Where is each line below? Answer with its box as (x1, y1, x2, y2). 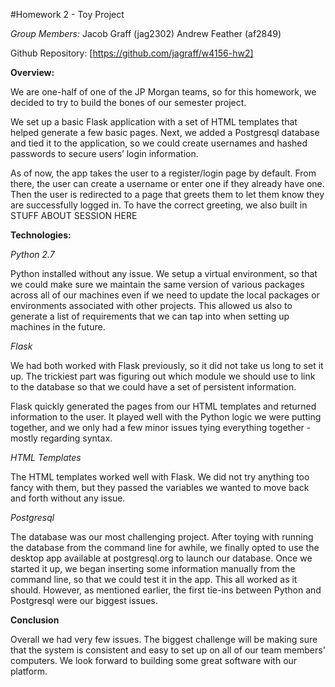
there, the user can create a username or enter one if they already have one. (10, 178, 325, 189)
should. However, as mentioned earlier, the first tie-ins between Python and (10, 584, 322, 596)
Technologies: (10, 229, 72, 241)
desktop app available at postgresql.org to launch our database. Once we (10, 552, 313, 564)
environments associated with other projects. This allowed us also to (10, 300, 293, 311)
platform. (10, 665, 48, 677)
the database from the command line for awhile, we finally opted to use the (10, 542, 320, 553)
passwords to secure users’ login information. (10, 148, 199, 159)
